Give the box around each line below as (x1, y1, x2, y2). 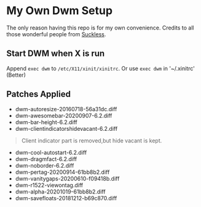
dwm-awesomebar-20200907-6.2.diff (15, 112, 112, 119)
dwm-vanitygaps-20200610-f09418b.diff (15, 174, 120, 182)
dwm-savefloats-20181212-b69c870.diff (15, 194, 117, 201)
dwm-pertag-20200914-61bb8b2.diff (15, 168, 110, 176)
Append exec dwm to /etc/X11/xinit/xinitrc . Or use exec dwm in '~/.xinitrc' (6, 64, 195, 72)
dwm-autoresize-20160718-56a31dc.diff (15, 105, 117, 112)
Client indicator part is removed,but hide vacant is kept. (21, 136, 162, 144)
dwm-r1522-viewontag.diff (15, 181, 84, 189)
